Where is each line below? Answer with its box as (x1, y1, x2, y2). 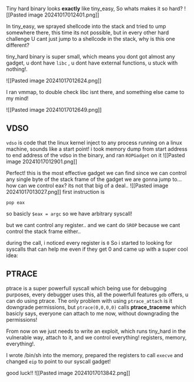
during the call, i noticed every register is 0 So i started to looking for (6, 239, 173, 246)
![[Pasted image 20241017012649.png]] (6, 106, 102, 113)
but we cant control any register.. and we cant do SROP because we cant (6, 221, 180, 228)
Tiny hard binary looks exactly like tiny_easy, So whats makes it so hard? (6, 5, 183, 12)
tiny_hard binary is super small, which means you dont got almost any (6, 53, 175, 60)
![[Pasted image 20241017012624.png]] (6, 77, 102, 84)
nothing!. (6, 66, 28, 73)
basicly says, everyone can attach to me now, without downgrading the (6, 310, 179, 317)
